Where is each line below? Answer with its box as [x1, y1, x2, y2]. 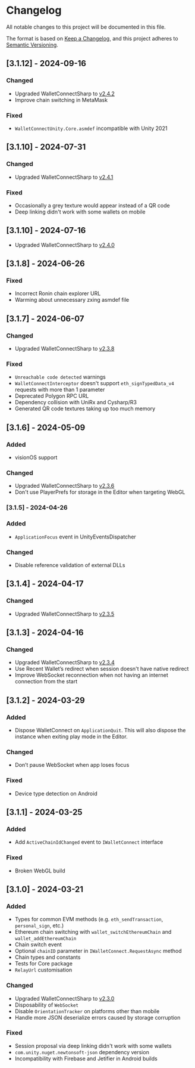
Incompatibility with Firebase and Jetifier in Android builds [14, 1055, 158, 1062]
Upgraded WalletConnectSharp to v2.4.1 [14, 174, 114, 181]
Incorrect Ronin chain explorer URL [14, 290, 101, 297]
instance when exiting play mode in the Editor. [14, 733, 128, 740]
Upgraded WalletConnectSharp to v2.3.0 [14, 995, 115, 1002]
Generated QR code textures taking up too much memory [14, 405, 156, 412]
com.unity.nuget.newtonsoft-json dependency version [14, 1048, 150, 1055]
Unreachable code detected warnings [14, 373, 106, 380]
